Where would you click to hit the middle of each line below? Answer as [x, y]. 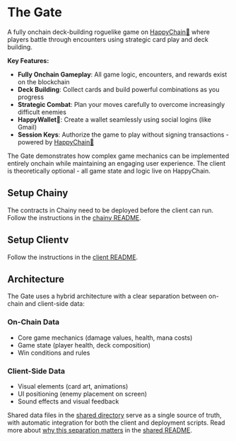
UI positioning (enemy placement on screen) [82, 394]
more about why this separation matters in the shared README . [100, 430]
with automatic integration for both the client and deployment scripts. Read [116, 423]
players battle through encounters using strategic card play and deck [108, 39]
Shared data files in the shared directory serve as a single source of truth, [114, 415]
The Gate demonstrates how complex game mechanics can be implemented [118, 156]
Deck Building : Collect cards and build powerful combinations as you [118, 89]
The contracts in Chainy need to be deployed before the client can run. [111, 210]
